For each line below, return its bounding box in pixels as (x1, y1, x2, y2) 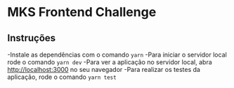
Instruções (7, 32, 56, 44)
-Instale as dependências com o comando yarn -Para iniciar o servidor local (7, 50, 227, 59)
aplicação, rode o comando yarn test (7, 73, 117, 81)
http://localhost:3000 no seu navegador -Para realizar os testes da (7, 66, 200, 73)
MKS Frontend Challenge (7, 4, 157, 20)
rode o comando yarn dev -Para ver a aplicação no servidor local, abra (7, 58, 212, 66)
